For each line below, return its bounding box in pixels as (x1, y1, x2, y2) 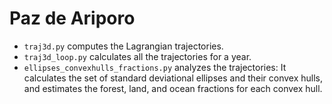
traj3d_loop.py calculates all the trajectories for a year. (23, 50, 252, 62)
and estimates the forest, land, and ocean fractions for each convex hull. (23, 82, 323, 94)
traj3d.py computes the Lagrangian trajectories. (23, 40, 224, 52)
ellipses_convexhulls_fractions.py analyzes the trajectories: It (23, 61, 287, 73)
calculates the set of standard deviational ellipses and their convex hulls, (23, 72, 324, 84)
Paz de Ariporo (9, 7, 136, 30)
